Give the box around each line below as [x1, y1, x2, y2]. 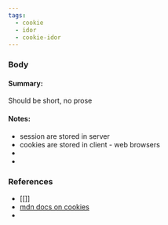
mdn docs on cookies [19, 201, 90, 212]
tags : [8, 11, 26, 20]
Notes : [8, 114, 31, 123]
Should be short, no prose [8, 96, 93, 106]
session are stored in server [19, 131, 110, 141]
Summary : [8, 78, 43, 88]
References [8, 176, 53, 187]
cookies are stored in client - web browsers [19, 140, 161, 149]
